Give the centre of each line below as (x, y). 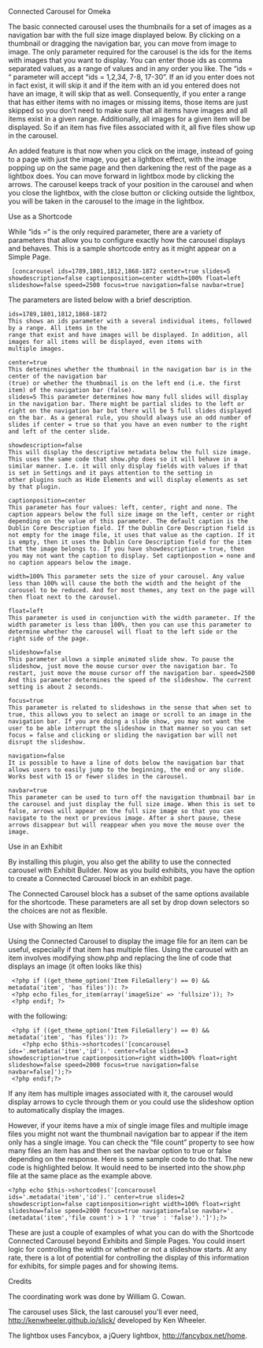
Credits (20, 1281)
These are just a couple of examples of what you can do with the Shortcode (131, 1232)
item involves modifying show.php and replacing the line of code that (120, 958)
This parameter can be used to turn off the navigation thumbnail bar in (132, 797)
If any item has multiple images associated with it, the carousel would (121, 1093)
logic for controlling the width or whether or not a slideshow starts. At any (128, 1249)
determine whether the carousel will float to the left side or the (123, 632)
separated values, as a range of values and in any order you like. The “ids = (131, 69)
